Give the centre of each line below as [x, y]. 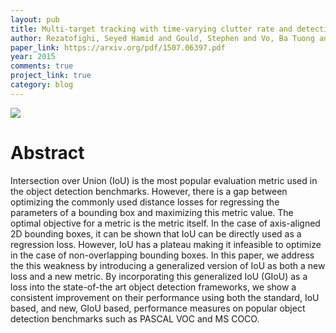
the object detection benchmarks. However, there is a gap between [149, 191]
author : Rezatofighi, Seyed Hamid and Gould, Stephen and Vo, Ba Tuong [162, 38]
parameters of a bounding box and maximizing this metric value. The [152, 212]
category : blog [42, 85]
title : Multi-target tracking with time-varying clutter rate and [151, 29]
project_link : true [51, 76]
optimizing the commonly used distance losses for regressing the [145, 202]
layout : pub [35, 19]
